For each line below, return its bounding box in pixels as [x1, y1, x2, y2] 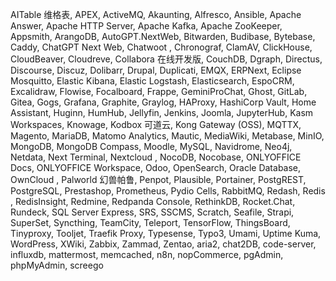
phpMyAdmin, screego [10, 259, 104, 271]
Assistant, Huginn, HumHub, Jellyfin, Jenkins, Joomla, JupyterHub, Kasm [10, 107, 314, 118]
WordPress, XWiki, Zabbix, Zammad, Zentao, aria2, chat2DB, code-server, [10, 238, 317, 250]
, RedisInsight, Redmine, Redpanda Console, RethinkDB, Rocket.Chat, [10, 196, 296, 207]
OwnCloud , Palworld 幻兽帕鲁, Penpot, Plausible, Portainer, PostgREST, [10, 174, 307, 185]
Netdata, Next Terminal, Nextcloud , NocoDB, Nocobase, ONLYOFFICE [10, 151, 302, 163]
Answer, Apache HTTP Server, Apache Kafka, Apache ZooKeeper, [10, 20, 283, 32]
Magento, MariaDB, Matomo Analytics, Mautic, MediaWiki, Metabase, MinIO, [10, 130, 325, 142]
